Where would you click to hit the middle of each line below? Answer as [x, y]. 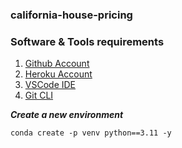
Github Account [57, 64]
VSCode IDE [50, 85]
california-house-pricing [71, 15]
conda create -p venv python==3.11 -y [91, 133]
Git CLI [39, 95]
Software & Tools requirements [87, 41]
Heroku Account [58, 74]
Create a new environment [67, 115]
